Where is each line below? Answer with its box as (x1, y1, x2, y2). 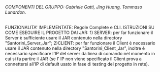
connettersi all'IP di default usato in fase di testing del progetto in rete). (5, 61, 149, 67)
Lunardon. (5, 9, 26, 15)
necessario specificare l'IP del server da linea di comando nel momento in (5, 51, 155, 57)
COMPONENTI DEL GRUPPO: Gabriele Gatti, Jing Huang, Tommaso (5, 4, 143, 10)
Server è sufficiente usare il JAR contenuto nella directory (5, 35, 122, 41)
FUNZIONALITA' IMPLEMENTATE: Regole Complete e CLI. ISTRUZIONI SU (5, 25, 155, 31)
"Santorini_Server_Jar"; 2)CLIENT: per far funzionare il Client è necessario (5, 40, 156, 46)
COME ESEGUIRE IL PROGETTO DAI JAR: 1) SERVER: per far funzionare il (5, 30, 153, 36)
